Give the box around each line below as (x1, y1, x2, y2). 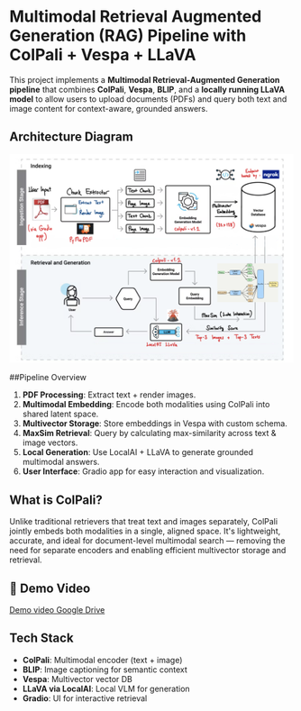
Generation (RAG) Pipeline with (9, 25, 247, 46)
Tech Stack (9, 631, 74, 646)
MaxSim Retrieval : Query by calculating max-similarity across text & (22, 428, 277, 439)
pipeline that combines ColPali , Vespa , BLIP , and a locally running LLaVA (9, 84, 286, 95)
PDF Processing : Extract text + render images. (22, 389, 196, 400)
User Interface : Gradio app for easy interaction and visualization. (22, 466, 265, 477)
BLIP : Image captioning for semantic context (22, 664, 187, 675)
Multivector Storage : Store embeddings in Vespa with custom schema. (22, 418, 288, 429)
